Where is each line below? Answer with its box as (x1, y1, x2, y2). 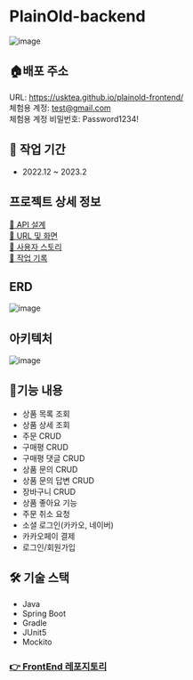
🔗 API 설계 (9, 220, 46, 231)
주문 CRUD (21, 430, 62, 441)
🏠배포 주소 (9, 64, 69, 79)
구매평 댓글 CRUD (21, 452, 85, 464)
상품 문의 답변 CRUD (21, 474, 95, 486)
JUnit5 (21, 627, 47, 637)
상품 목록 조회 (21, 408, 70, 419)
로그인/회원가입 (21, 541, 76, 553)
